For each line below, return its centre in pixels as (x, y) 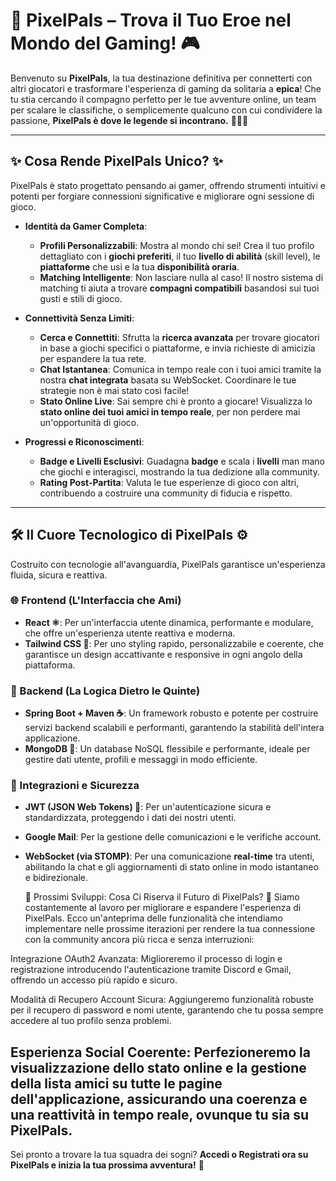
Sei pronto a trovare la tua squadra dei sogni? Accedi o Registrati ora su (159, 1155)
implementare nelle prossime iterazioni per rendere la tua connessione (170, 929)
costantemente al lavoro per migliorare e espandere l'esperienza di (163, 908)
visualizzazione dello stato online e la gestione (158, 1067)
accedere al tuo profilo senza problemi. (91, 1021)
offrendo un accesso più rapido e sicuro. (94, 980)
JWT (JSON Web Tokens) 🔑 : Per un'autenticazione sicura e (148, 807)
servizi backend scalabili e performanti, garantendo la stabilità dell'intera (174, 728)
